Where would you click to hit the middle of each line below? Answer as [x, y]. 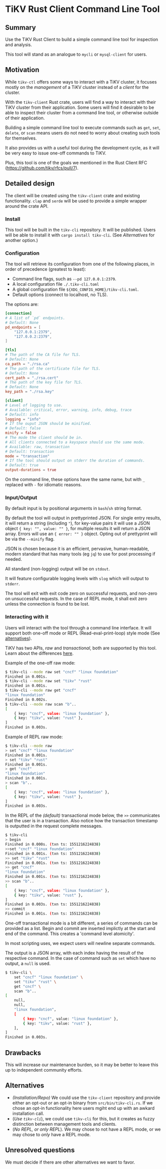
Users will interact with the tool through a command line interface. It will [78, 627]
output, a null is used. [28, 964]
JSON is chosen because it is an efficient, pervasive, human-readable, [77, 549]
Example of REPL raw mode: [34, 737]
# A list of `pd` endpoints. [35, 318]
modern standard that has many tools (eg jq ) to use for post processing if [80, 554]
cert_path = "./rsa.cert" [32, 378]
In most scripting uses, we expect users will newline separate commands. [80, 943]
